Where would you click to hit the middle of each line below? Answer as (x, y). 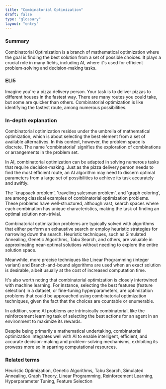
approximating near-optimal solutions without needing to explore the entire (82, 245)
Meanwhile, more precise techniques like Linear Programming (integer (77, 260)
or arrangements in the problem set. (42, 152)
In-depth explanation (31, 120)
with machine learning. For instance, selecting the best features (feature (79, 285)
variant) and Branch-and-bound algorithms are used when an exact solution (83, 265)
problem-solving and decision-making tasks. (51, 68)
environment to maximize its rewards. (43, 321)
